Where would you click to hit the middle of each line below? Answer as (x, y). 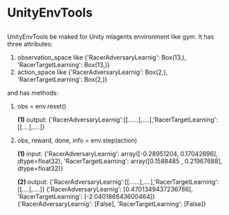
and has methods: (33, 93)
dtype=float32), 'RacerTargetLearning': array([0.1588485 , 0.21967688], (120, 161)
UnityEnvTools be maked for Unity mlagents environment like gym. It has (111, 37)
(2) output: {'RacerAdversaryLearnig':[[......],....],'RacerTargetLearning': (118, 182)
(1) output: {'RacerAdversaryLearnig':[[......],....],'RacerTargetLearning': (117, 120)
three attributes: (30, 44)
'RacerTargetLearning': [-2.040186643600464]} (86, 196)
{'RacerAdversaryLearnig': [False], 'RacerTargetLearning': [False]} (111, 204)
